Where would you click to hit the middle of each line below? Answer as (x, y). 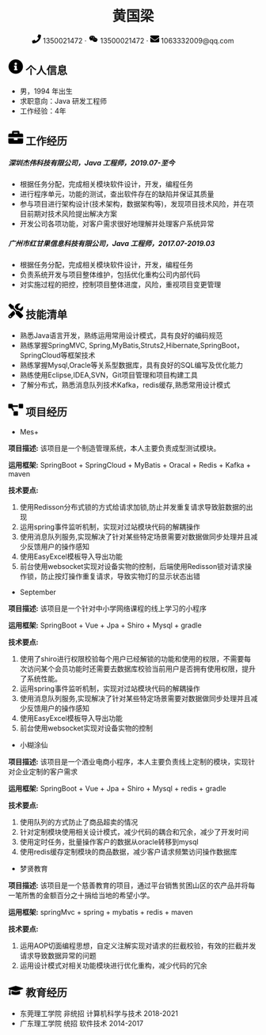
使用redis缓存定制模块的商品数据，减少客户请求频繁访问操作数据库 (128, 851)
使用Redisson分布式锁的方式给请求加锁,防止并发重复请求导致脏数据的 (133, 506)
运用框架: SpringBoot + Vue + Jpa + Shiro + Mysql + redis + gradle (118, 788)
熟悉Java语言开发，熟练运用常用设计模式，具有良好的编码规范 (121, 335)
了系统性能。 (40, 678)
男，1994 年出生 (46, 91)
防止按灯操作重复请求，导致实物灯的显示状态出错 (120, 576)
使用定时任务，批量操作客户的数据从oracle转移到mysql (109, 842)
